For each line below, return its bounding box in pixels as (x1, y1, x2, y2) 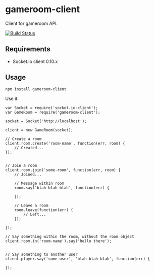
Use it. (5, 95, 19, 101)
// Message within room (14, 181, 65, 186)
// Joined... (14, 171, 42, 177)
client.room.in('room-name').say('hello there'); (5, 238, 112, 244)
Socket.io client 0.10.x (12, 58, 58, 64)
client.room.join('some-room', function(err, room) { (5, 167, 121, 173)
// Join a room (5, 163, 37, 168)
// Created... (14, 145, 44, 150)
